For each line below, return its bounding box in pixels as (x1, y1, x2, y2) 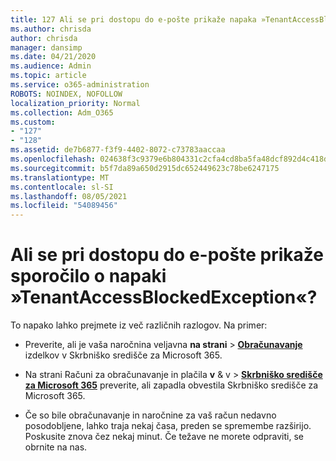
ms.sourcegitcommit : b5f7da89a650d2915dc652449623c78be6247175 (10, 163, 280, 173)
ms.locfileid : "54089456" (10, 201, 118, 211)
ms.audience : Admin (10, 61, 92, 71)
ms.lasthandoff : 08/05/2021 (10, 191, 128, 201)
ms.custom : (10, 117, 56, 127)
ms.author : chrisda (10, 24, 92, 34)
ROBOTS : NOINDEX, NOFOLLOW (10, 89, 123, 99)
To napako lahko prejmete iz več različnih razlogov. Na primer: (10, 319, 268, 331)
